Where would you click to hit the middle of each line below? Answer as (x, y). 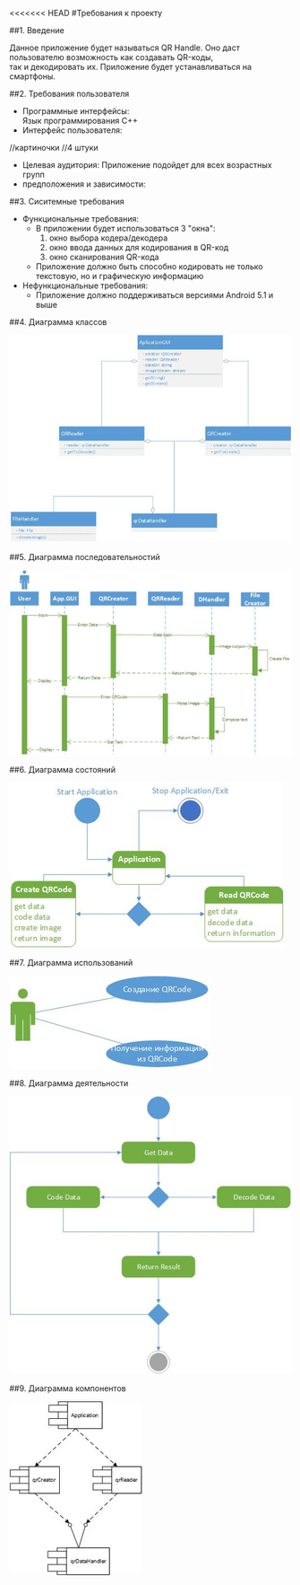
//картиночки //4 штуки (54, 148)
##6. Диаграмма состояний (63, 770)
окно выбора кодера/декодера (108, 238)
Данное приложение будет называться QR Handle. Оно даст (124, 48)
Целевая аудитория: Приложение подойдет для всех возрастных (147, 165)
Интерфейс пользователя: (72, 130)
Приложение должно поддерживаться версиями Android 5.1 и (154, 295)
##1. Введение (37, 30)
